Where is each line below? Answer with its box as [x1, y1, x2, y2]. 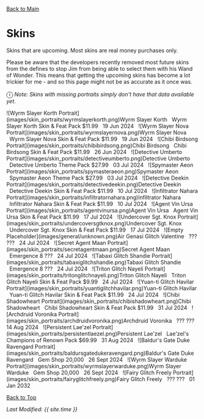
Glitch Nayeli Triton [135, 271, 186, 279]
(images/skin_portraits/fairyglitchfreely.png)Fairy [6, 375, 129, 382]
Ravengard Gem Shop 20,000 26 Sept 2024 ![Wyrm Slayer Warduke [6, 355, 188, 363]
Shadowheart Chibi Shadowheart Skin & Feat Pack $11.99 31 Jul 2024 [6, 304, 188, 311]
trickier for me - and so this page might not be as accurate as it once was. [6, 78, 192, 85]
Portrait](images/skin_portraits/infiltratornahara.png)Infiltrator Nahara [6, 194, 181, 201]
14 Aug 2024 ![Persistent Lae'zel [6, 323, 92, 330]
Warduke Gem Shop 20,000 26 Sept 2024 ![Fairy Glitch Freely [6, 369, 172, 376]
